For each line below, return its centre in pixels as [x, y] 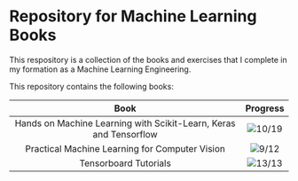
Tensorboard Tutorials [125, 163]
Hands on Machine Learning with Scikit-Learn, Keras [125, 123]
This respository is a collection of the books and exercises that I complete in [148, 59]
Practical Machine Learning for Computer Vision [125, 148]
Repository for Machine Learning [133, 16]
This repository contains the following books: [92, 86]
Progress [265, 108]
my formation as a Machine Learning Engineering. [100, 69]
